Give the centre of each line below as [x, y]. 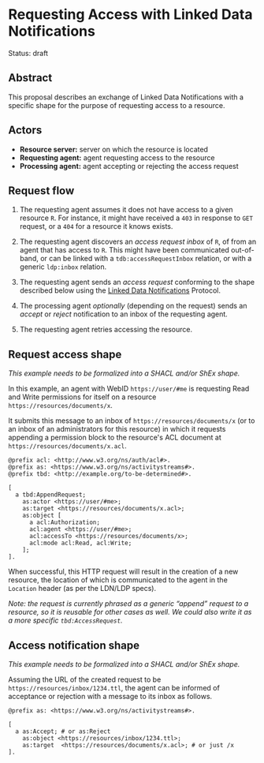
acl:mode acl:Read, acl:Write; [80, 543]
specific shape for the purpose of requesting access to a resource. [117, 105]
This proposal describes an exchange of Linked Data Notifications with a [126, 97]
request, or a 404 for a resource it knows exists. [96, 226]
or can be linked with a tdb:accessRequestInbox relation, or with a [146, 259]
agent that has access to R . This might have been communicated [125, 250]
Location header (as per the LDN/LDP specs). [82, 589]
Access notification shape [74, 645]
